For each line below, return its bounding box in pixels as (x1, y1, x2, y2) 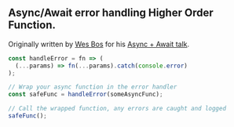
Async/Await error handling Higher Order (8, 6, 214, 20)
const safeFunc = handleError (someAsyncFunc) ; (8, 90, 163, 99)
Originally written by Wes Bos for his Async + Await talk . (8, 39, 190, 49)
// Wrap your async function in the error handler (8, 83, 177, 91)
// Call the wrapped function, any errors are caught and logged (8, 105, 226, 113)
